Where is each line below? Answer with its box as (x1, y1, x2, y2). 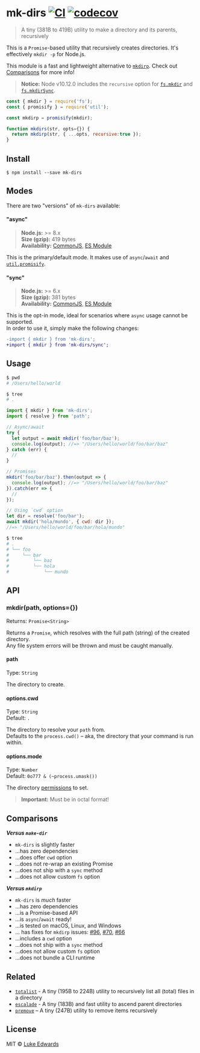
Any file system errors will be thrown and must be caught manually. (6, 642, 173, 649)
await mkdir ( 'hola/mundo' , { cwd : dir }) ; (6, 519, 114, 525)
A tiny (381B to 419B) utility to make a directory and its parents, (20, 26, 178, 33)
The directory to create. (6, 680, 65, 688)
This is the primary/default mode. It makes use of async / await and (6, 254, 170, 261)
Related (6, 972, 36, 982)
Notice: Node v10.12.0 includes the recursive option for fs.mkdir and (20, 80, 193, 87)
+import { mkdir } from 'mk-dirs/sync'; (6, 342, 110, 348)
